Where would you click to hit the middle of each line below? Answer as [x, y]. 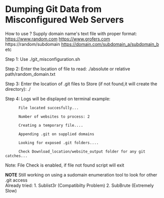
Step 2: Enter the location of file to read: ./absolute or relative [68, 69]
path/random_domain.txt [30, 74]
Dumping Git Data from [53, 9]
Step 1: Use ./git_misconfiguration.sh [43, 59]
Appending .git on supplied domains [56, 134]
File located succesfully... [48, 108]
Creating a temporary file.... [51, 125]
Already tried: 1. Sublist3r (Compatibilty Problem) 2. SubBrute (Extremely [80, 185]
